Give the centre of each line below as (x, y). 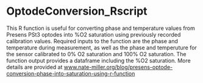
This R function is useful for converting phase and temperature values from (101, 28)
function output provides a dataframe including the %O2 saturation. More (98, 60)
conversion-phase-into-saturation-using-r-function (71, 73)
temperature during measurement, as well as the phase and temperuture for (101, 48)
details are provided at (34, 67)
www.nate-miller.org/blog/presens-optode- (118, 67)
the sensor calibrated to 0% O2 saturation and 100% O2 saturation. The (96, 54)
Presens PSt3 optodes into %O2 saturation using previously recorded (94, 34)
